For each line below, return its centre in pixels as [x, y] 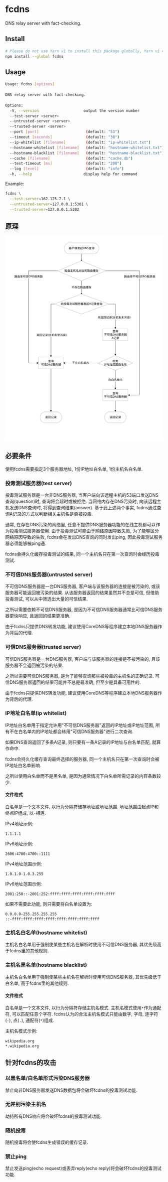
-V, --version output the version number [75, 111]
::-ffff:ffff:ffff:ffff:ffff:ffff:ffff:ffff [52, 919]
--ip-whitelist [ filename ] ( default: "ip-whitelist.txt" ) [80, 142]
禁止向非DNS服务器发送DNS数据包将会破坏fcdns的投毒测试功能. [71, 1090]
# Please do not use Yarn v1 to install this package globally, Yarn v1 [82, 51]
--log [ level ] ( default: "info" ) [67, 169]
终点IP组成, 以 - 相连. [25, 813]
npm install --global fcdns [34, 56]
